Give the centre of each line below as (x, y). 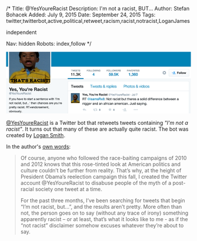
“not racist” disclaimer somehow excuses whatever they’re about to (102, 225)
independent (21, 32)
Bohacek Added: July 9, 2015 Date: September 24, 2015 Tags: (81, 15)
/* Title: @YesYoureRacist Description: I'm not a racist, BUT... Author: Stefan (98, 9)
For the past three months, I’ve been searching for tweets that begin (103, 201)
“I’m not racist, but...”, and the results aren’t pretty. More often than (101, 207)
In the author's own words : (38, 147)
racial (27, 189)
